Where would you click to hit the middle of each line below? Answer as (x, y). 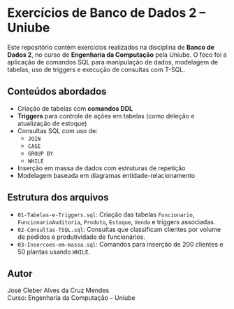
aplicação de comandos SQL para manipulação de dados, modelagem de (113, 62)
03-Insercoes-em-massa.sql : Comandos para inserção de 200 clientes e (120, 244)
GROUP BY (41, 153)
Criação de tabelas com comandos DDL (75, 108)
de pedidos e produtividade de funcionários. (81, 237)
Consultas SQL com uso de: (57, 130)
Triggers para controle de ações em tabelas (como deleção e (106, 116)
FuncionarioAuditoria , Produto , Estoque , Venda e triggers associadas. (116, 221)
